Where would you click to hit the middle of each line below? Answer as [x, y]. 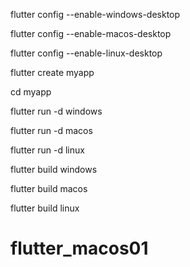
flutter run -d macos [51, 130]
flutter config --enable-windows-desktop [95, 14]
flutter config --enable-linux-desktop [86, 53]
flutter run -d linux [47, 150]
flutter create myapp [52, 72]
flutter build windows [54, 169]
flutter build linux [45, 208]
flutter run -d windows [56, 111]
